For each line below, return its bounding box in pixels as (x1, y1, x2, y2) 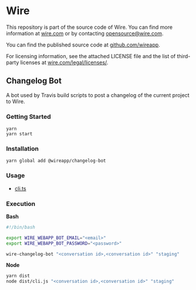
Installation (6, 144, 39, 152)
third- (177, 52, 191, 59)
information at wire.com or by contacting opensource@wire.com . (6, 29, 164, 36)
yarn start (6, 131, 33, 137)
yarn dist (6, 273, 31, 279)
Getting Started (6, 112, 51, 121)
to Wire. (6, 98, 25, 105)
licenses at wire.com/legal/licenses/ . (20, 59, 109, 66)
